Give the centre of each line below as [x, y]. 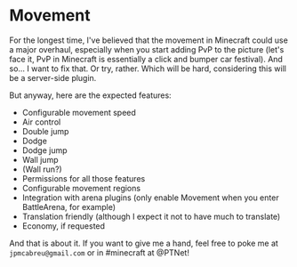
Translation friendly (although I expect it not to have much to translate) [151, 216]
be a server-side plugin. [53, 77]
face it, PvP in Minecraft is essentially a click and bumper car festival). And [146, 59]
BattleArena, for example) [69, 206]
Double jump [45, 131]
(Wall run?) [42, 169]
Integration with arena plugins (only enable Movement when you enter [150, 198]
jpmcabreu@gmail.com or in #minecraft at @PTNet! [99, 252]
